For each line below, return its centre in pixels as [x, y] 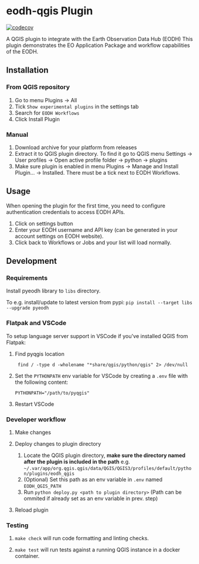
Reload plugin [31, 510]
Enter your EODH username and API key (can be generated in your [96, 229]
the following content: [41, 382]
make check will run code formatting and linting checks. [82, 538]
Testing [17, 525]
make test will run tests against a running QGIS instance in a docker [97, 550]
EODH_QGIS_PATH [42, 486]
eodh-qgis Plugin [50, 11]
